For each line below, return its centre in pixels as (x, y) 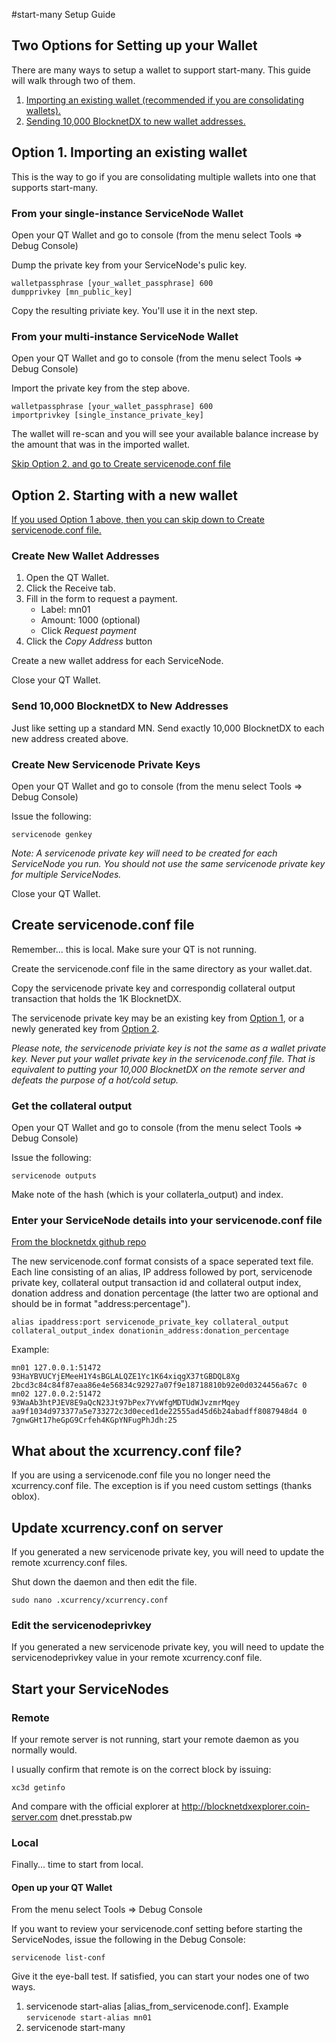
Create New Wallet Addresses (85, 556)
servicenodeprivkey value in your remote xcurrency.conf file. (137, 1658)
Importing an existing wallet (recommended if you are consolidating (165, 100)
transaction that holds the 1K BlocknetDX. (96, 998)
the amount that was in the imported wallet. (101, 445)
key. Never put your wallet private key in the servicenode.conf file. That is (163, 1058)
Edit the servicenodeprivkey (81, 1625)
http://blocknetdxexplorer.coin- (246, 1806)
